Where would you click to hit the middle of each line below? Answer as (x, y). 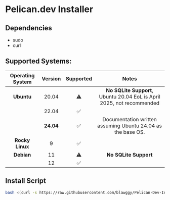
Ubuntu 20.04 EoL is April (130, 96)
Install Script (26, 181)
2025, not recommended (130, 103)
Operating (22, 75)
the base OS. (130, 132)
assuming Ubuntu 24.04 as (130, 126)
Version (51, 78)
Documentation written (130, 119)
